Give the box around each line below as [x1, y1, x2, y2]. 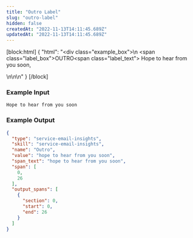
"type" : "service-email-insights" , [12, 135, 102, 142]
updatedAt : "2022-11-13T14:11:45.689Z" [6, 32, 107, 38]
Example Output [6, 116, 55, 125]
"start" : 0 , [22, 203, 53, 210]
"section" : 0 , [22, 198, 59, 204]
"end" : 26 [22, 209, 47, 215]
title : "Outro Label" [6, 9, 61, 15]
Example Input [6, 88, 50, 97]
